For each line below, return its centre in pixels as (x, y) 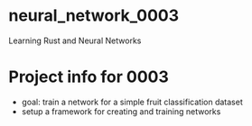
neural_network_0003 (94, 16)
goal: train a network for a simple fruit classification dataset (132, 102)
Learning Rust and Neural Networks (75, 40)
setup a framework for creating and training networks (121, 111)
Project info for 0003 (89, 77)
